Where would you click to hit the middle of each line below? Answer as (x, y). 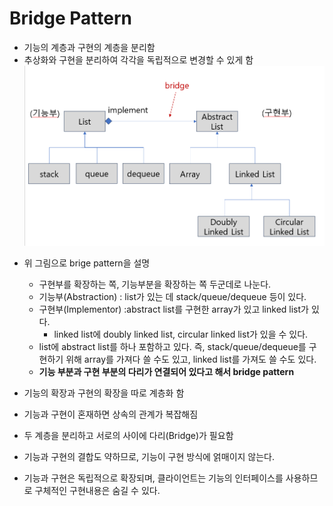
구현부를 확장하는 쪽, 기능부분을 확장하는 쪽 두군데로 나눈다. (155, 284)
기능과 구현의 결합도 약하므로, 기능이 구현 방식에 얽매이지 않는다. (149, 457)
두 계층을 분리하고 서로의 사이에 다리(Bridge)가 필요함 (128, 436)
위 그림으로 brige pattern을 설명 (87, 263)
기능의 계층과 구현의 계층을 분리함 (89, 47)
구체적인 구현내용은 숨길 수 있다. (97, 491)
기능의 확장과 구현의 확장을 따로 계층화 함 (104, 393)
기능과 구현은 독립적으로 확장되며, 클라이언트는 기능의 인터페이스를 (153, 478)
